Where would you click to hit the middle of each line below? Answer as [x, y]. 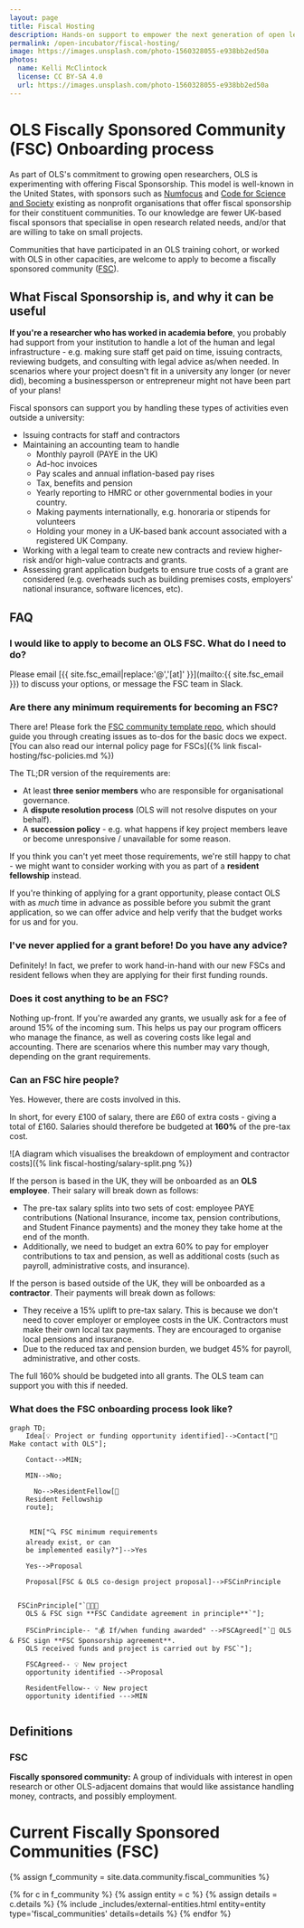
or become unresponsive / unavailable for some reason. [127, 839]
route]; [40, 1507]
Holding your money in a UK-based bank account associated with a [161, 531]
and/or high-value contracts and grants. [113, 560]
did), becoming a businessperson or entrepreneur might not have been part [150, 381]
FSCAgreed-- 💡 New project [77, 1664]
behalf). [37, 820]
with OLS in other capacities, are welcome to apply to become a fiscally [143, 259]
